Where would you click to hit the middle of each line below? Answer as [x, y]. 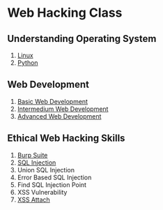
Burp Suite [32, 155]
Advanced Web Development [59, 116]
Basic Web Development [53, 101]
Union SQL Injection [46, 170]
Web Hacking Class [65, 13]
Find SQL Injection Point [52, 185]
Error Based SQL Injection [54, 177]
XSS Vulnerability [42, 192]
